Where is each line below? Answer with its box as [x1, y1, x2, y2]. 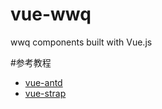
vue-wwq [10, 3, 92, 26]
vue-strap [24, 87, 67, 99]
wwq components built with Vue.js [10, 36, 153, 48]
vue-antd [24, 76, 63, 88]
